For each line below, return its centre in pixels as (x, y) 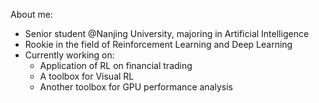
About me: (31, 14)
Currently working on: (69, 55)
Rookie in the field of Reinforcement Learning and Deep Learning (158, 44)
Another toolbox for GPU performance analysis (136, 87)
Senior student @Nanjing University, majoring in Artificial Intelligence (167, 33)
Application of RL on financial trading (116, 65)
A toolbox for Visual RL (87, 76)
